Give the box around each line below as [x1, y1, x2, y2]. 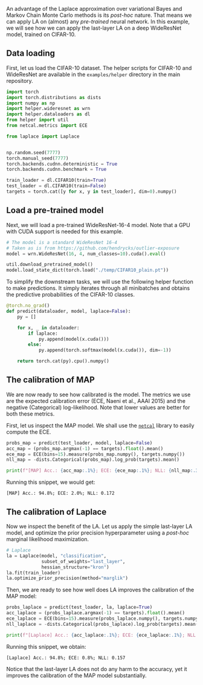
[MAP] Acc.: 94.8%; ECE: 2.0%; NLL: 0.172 [6, 490, 115, 497]
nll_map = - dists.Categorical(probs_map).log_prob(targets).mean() [6, 457, 180, 463]
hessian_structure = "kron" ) [41, 564, 110, 570]
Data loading [6, 48, 56, 59]
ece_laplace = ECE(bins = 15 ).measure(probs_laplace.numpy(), [6, 616, 161, 622]
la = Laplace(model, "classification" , [6, 553, 107, 559]
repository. [6, 77, 33, 84]
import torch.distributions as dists [6, 94, 101, 100]
